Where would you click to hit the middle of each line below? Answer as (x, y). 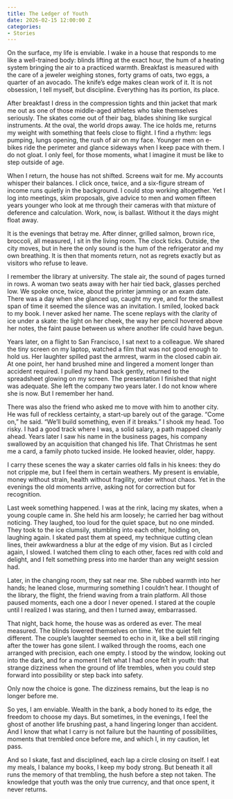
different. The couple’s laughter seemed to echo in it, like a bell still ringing (113, 638)
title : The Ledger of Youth (48, 14)
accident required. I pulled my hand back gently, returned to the (98, 371)
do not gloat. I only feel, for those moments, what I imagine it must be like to (115, 155)
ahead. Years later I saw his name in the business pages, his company (107, 437)
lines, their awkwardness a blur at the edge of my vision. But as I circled (110, 545)
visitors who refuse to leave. (48, 263)
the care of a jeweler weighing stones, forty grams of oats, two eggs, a (108, 75)
